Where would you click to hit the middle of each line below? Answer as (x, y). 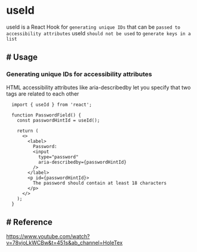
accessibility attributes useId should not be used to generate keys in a (98, 33)
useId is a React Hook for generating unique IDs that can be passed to (93, 27)
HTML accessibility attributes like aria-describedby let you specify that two (98, 87)
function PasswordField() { (47, 115)
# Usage (22, 57)
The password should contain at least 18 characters (100, 183)
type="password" (58, 157)
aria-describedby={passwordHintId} (82, 162)
